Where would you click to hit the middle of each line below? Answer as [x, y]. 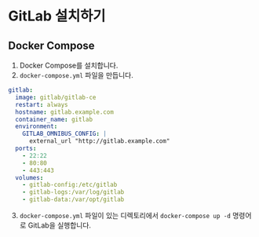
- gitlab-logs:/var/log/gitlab [73, 192]
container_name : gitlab [54, 119]
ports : [26, 148]
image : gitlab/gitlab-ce [56, 97]
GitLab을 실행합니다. [60, 225]
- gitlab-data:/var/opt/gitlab [73, 200]
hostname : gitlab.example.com [64, 112]
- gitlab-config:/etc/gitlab [70, 185]
